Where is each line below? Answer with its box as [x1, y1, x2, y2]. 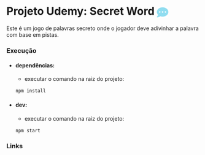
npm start [15, 127, 41, 134]
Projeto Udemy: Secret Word [6, 4, 155, 18]
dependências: [15, 61, 55, 69]
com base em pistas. [6, 31, 60, 39]
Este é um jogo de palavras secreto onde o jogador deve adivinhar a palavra [6, 25, 199, 32]
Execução [6, 47, 37, 55]
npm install [15, 88, 46, 94]
